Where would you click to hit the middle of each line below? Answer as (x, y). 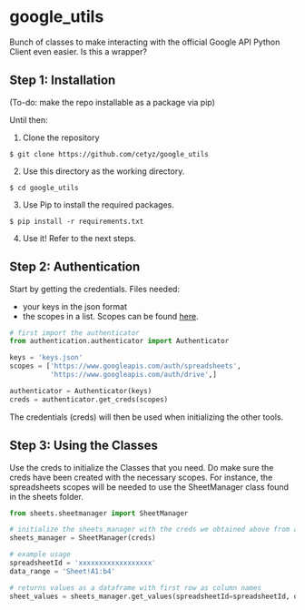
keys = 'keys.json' (46, 358)
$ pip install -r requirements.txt (77, 221)
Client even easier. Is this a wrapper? (79, 51)
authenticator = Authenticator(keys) (81, 391)
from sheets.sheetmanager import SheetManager (99, 513)
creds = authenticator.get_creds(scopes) (89, 399)
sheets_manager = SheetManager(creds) (83, 538)
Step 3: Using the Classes (84, 446)
